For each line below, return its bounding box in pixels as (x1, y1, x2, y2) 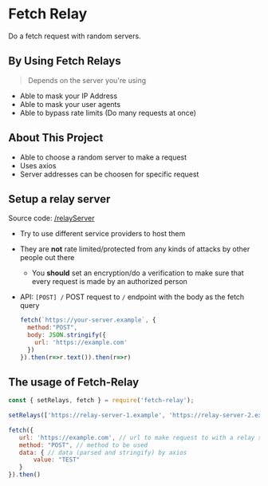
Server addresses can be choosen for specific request (19, 169, 199, 179)
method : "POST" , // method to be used (18, 441, 148, 449)
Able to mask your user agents (19, 99, 121, 109)
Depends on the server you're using (27, 75, 147, 85)
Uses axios (19, 160, 57, 170)
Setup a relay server (8, 192, 111, 206)
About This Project (8, 131, 104, 144)
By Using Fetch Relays (8, 54, 121, 68)
